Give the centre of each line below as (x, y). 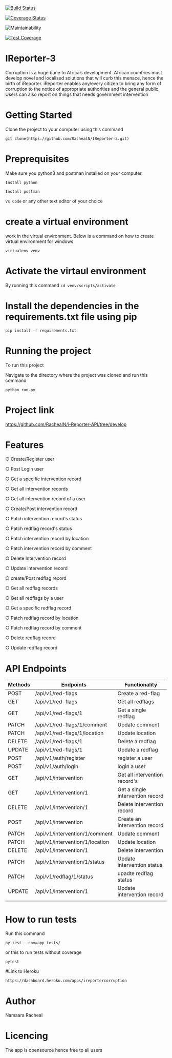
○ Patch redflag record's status (39, 528)
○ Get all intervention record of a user (46, 499)
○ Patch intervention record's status (44, 519)
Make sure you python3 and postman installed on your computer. (74, 173)
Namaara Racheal (24, 1015)
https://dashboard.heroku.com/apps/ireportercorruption (66, 981)
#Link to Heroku (22, 971)
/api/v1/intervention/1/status (70, 862)
